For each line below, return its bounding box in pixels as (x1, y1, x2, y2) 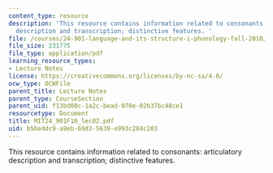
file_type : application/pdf (8, 49, 104, 57)
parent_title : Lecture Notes (8, 86, 107, 95)
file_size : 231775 (8, 42, 71, 50)
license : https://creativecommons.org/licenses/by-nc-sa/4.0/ (8, 72, 223, 80)
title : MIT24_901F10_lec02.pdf (8, 117, 115, 125)
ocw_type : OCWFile (8, 79, 71, 87)
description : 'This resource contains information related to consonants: (8, 19, 267, 27)
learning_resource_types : (8, 57, 96, 65)
